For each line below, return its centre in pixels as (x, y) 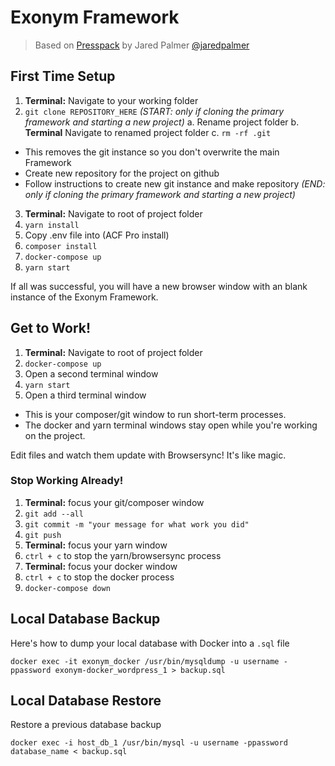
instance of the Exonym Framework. (84, 297)
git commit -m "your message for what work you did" (137, 524)
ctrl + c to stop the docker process (99, 577)
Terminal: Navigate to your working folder (111, 100)
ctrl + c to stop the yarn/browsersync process (123, 555)
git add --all (54, 514)
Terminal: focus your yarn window (96, 545)
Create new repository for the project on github (122, 173)
